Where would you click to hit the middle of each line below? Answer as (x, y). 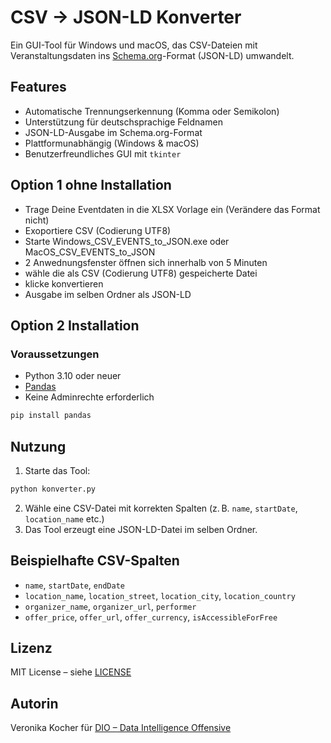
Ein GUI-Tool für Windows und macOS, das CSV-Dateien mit (134, 45)
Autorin (34, 703)
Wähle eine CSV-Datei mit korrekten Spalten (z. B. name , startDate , (161, 508)
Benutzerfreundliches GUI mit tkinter (103, 153)
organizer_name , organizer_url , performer (110, 606)
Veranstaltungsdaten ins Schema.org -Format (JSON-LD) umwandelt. (152, 55)
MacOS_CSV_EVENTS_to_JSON (90, 252)
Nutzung (38, 446)
